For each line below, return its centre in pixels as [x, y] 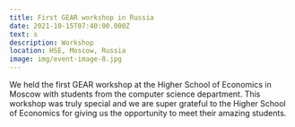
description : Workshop [52, 42]
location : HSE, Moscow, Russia [68, 51]
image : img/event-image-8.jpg [66, 59]
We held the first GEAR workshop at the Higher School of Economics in [140, 85]
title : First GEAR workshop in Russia [82, 17]
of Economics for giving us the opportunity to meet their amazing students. [148, 113]
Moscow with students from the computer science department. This [135, 94]
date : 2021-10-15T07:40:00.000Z [69, 26]
